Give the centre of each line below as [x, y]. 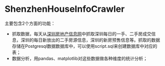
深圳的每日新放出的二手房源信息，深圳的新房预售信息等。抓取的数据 [90, 40]
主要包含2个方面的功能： [30, 23]
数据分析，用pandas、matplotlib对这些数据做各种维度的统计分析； [80, 58]
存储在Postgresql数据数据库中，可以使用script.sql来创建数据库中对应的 [84, 46]
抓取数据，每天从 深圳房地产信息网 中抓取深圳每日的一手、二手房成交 [82, 33]
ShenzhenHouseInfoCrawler [65, 9]
